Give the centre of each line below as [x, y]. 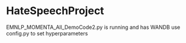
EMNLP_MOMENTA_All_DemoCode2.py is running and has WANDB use [93, 27]
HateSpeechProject [55, 11]
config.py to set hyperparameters [47, 33]
